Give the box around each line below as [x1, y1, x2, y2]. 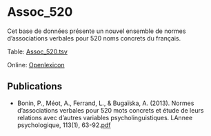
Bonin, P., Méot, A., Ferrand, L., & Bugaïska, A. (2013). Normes [17, 99, 194, 107]
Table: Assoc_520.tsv [7, 47, 68, 56]
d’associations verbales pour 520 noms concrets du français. [7, 34, 181, 42]
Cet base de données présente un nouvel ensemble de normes [7, 27, 186, 35]
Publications [7, 80, 63, 93]
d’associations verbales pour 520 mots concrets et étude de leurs [17, 106, 204, 114]
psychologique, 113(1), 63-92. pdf [17, 121, 112, 129]
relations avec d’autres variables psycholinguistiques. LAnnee [17, 113, 193, 122]
